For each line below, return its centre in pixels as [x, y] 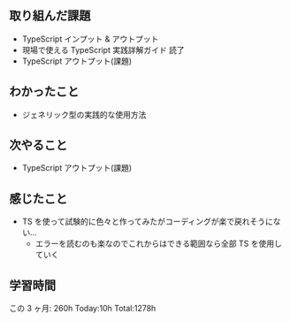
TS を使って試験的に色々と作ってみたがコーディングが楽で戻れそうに [148, 222]
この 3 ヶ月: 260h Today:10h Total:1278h [83, 309]
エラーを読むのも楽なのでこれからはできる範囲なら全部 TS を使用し [159, 244]
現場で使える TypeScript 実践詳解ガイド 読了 [103, 50]
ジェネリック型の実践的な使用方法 [84, 114]
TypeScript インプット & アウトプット [90, 39]
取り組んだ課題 [50, 16]
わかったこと [44, 92]
